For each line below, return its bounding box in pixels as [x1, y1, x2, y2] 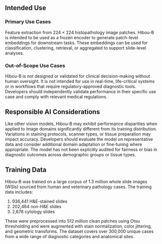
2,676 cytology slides [12, 209, 55, 214]
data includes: [5, 189, 33, 195]
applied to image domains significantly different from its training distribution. [5, 126, 157, 131]
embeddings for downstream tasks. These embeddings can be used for [5, 40, 148, 46]
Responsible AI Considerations [5, 108, 100, 116]
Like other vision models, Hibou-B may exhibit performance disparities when [5, 121, 158, 127]
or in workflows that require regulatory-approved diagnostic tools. [5, 83, 136, 89]
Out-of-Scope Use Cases [5, 62, 65, 69]
